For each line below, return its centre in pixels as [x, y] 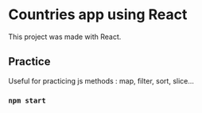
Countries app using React [98, 15]
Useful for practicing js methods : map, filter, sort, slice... [101, 80]
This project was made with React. [65, 37]
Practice [29, 62]
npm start [27, 100]
